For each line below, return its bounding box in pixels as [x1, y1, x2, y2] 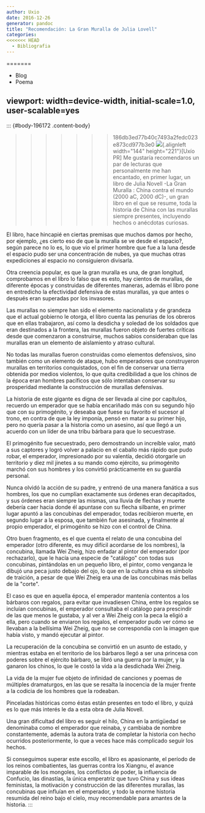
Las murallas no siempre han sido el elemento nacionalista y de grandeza [6, 306, 192, 314]
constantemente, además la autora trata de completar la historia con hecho [6, 730, 196, 738]
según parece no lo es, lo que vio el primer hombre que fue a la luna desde [6, 243, 196, 251]
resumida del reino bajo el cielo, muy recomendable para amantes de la [6, 794, 187, 801]
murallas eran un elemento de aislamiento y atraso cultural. [6, 339, 155, 346]
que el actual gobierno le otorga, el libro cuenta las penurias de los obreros [6, 313, 196, 320]
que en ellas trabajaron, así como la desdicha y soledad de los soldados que [6, 319, 199, 327]
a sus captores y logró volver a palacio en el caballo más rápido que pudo [6, 446, 193, 453]
